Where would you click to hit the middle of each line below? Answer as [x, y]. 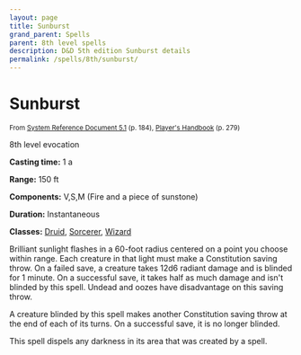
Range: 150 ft [34, 179]
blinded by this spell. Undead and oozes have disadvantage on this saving [146, 287]
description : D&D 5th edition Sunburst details [100, 51]
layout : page [34, 18]
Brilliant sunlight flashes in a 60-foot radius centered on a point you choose [149, 249]
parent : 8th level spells [58, 43]
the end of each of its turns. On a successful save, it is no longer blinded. [145, 324]
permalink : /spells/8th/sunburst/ [74, 59]
